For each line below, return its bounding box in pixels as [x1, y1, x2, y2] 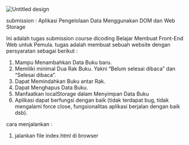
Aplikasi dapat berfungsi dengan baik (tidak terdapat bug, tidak [14, 96, 169, 104]
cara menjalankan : [6, 121, 53, 127]
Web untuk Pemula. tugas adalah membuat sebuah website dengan [6, 41, 171, 48]
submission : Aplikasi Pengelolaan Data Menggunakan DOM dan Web [6, 17, 175, 24]
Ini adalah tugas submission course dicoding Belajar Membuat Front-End [6, 35, 184, 41]
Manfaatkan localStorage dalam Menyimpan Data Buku [14, 91, 149, 97]
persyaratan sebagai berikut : [6, 47, 78, 54]
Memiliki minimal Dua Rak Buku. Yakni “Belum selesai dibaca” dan [14, 65, 176, 72]
